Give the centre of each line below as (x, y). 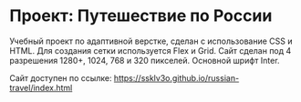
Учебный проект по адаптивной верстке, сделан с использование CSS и (151, 41)
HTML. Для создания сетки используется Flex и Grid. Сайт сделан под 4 (150, 50)
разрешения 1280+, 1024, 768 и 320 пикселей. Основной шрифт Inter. (145, 60)
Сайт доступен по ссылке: (61, 77)
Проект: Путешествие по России (141, 16)
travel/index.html (41, 87)
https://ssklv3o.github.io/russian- (176, 77)
